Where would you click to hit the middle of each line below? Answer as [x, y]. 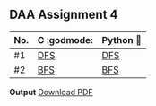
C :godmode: [65, 40]
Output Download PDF [51, 92]
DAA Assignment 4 [64, 15]
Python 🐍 [121, 40]
